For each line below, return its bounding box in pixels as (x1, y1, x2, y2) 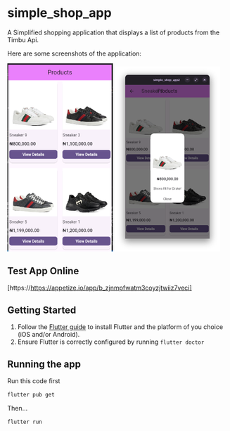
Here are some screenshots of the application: (7, 49, 142, 58)
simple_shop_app (7, 5, 112, 21)
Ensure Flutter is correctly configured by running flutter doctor (17, 337, 205, 346)
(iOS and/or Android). (17, 330, 80, 339)
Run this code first (7, 377, 60, 385)
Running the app (7, 358, 81, 370)
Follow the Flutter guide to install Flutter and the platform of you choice (17, 323, 224, 331)
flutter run (7, 418, 42, 425)
